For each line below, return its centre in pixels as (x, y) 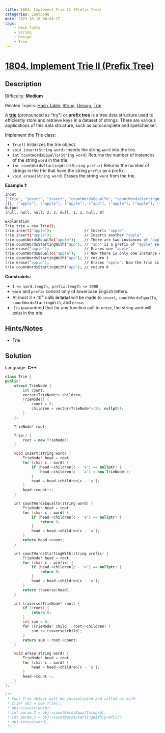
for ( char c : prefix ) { (48, 563)
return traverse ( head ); (47, 590)
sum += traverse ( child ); (57, 631)
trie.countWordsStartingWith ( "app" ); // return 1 (57, 258)
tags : (11, 23)
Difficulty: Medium (24, 96)
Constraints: (18, 276)
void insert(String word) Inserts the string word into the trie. (74, 149)
